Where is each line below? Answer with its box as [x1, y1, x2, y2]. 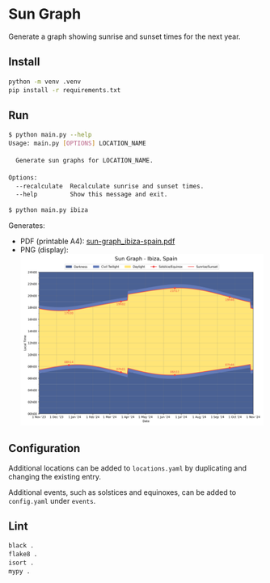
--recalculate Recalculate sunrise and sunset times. [15, 182, 205, 190]
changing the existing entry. [8, 471, 101, 481]
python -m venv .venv [8, 78, 82, 86]
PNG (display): [19, 245, 69, 255]
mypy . [8, 567, 31, 575]
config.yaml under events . [8, 496, 96, 505]
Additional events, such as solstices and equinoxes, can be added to [8, 487, 237, 497]
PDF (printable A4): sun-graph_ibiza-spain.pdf [19, 236, 175, 247]
